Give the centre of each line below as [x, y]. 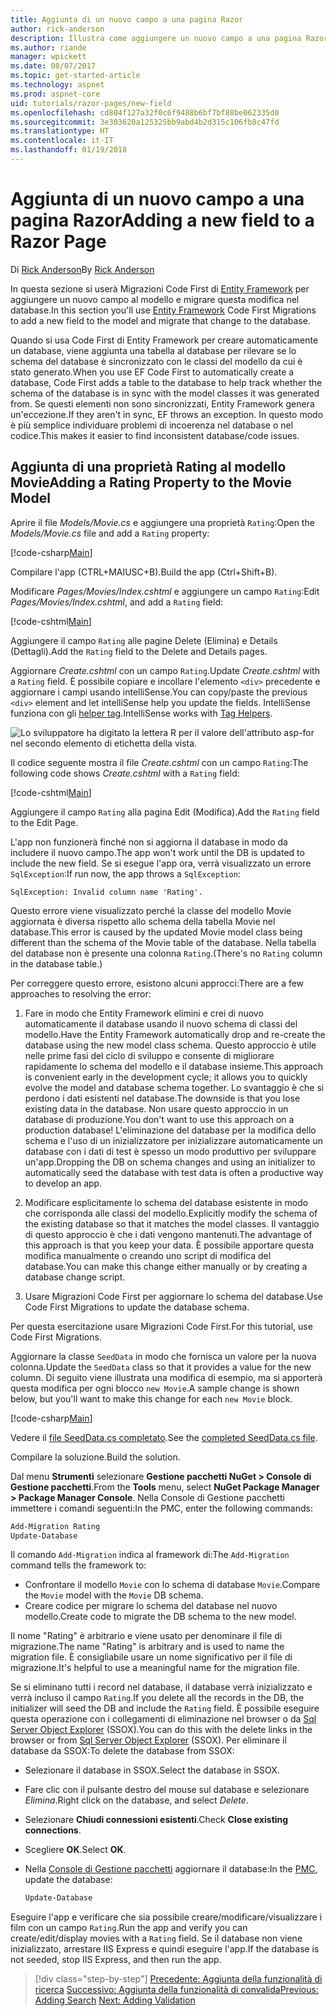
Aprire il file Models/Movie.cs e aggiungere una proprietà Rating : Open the [162, 522]
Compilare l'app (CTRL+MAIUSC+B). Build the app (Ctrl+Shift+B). [144, 572]
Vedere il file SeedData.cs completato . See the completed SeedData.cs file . [164, 1437]
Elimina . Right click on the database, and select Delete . [136, 1800]
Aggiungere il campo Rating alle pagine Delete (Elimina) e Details [144, 640]
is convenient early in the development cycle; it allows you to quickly [166, 1077]
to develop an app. [63, 1183]
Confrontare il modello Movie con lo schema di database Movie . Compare [172, 1585]
